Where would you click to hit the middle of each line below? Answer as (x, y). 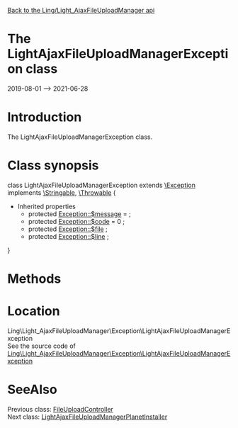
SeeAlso (33, 390)
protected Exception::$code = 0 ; (76, 221)
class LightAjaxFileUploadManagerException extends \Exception (102, 185)
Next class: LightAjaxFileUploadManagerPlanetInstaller (87, 417)
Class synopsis (53, 165)
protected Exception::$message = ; (79, 214)
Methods (34, 278)
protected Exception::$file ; (68, 229)
